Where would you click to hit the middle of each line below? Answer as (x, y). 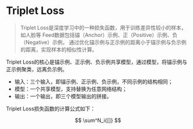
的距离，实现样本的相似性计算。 (59, 49)
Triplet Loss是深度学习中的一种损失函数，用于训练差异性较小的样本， (103, 27)
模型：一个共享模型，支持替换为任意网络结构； (71, 89)
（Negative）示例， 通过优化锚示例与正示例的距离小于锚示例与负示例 (103, 42)
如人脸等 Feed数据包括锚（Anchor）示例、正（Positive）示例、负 (99, 35)
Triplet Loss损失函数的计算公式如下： (51, 109)
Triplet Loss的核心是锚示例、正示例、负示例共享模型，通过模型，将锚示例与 (97, 62)
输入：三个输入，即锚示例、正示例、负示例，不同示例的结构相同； (94, 81)
